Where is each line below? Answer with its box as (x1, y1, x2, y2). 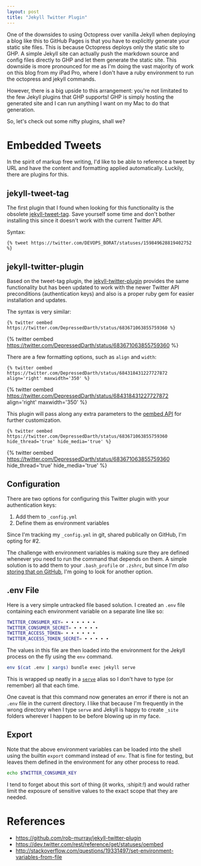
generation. (7, 106, 35, 113)
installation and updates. (7, 297, 68, 304)
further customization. (7, 417, 62, 424)
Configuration (7, 479, 60, 490)
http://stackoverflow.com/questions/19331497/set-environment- (15, 847, 174, 854)
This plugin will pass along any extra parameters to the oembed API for (7, 411, 182, 418)
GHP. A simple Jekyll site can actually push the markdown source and (7, 50, 179, 57)
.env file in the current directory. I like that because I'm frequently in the (7, 700, 184, 707)
